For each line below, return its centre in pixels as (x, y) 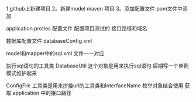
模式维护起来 (21, 73)
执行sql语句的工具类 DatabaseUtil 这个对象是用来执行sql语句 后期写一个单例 (97, 66)
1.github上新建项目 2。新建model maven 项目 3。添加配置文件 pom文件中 (94, 8)
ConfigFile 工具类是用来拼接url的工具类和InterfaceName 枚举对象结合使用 (95, 86)
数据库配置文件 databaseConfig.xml (49, 41)
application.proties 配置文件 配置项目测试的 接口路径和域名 (77, 28)
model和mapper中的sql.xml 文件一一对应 (55, 53)
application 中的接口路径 (42, 93)
